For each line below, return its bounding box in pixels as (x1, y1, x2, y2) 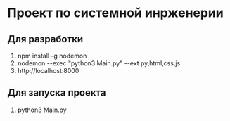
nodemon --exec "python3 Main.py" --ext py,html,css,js (17, 59, 181, 68)
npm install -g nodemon (17, 51, 87, 60)
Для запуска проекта (7, 87, 107, 99)
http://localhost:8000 (17, 67, 79, 75)
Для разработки (7, 33, 84, 45)
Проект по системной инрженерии (7, 5, 224, 21)
